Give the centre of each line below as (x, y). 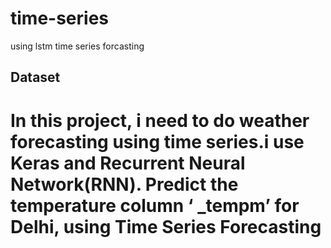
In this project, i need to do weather (160, 120)
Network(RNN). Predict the (124, 184)
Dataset (35, 77)
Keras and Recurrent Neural (128, 163)
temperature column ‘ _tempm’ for (155, 205)
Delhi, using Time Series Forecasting (166, 226)
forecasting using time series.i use (157, 141)
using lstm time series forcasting (77, 46)
